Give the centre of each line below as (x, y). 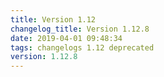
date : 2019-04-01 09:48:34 (66, 38)
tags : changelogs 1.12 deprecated (82, 47)
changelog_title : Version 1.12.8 (80, 29)
